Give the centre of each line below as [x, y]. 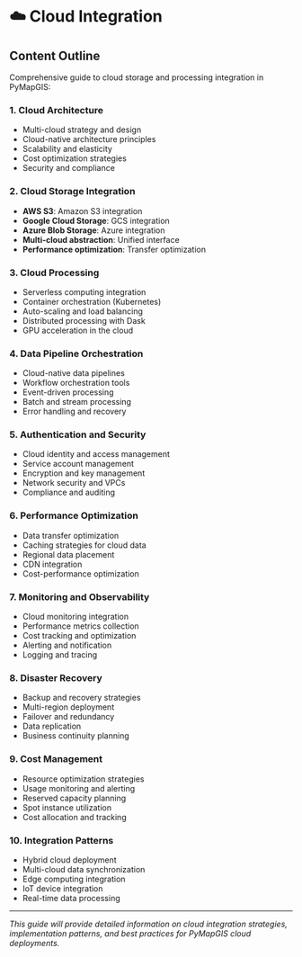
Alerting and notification [67, 645]
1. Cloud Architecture [56, 110]
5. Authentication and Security [78, 434]
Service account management [78, 464]
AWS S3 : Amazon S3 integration [82, 210]
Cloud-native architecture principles [89, 139]
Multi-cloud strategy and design [82, 130]
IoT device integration [62, 888]
